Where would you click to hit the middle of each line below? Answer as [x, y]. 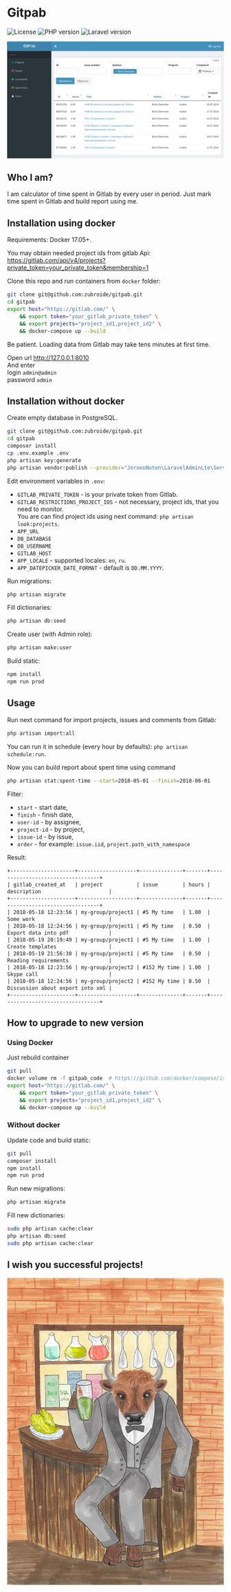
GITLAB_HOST [34, 553]
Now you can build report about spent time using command [91, 767]
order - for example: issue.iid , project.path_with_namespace [103, 844]
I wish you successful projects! [75, 1265]
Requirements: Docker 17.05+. [49, 240]
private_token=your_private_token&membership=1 [78, 268]
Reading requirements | [59, 960]
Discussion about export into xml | [59, 988]
